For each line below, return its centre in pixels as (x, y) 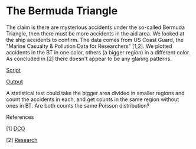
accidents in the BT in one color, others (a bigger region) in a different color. (98, 52)
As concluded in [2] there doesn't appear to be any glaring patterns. (89, 59)
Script (13, 70)
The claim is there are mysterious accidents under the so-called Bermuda (95, 27)
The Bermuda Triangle (62, 11)
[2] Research (22, 140)
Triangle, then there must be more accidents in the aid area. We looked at (95, 33)
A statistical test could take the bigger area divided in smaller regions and (95, 93)
